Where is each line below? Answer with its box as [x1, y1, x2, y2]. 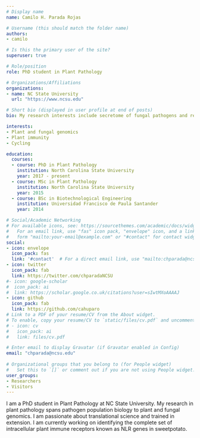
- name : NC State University [6, 91, 79, 97]
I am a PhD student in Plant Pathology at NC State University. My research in [6, 400, 193, 407]
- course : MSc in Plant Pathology [11, 179, 97, 185]
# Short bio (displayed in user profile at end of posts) [6, 107, 153, 114]
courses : [11, 157, 33, 163]
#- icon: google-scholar [6, 278, 68, 284]
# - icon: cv [6, 323, 39, 329]
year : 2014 [17, 207, 44, 213]
